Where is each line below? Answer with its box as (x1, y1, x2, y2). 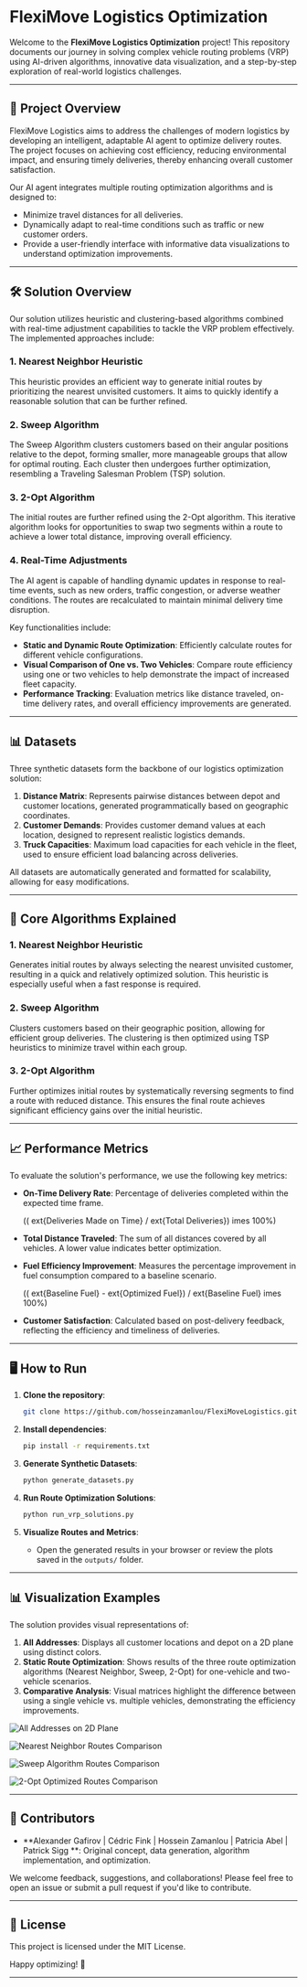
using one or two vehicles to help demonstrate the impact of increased (22, 668, 290, 679)
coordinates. (22, 809, 70, 820)
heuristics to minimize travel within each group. (9, 1042, 187, 1052)
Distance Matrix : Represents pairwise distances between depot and (22, 790, 281, 801)
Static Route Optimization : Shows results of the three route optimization (22, 1656, 297, 1667)
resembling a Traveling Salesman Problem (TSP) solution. (9, 468, 226, 479)
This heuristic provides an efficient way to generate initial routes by (9, 376, 263, 387)
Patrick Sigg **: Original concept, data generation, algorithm (22, 1844, 249, 1855)
